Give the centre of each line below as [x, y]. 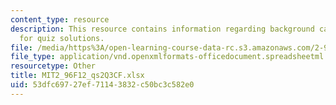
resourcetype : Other [53, 66]
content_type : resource [60, 19]
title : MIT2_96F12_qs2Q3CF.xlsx [77, 76]
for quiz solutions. [62, 38]
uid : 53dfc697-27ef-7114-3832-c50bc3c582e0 [102, 85]
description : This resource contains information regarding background [162, 29]
